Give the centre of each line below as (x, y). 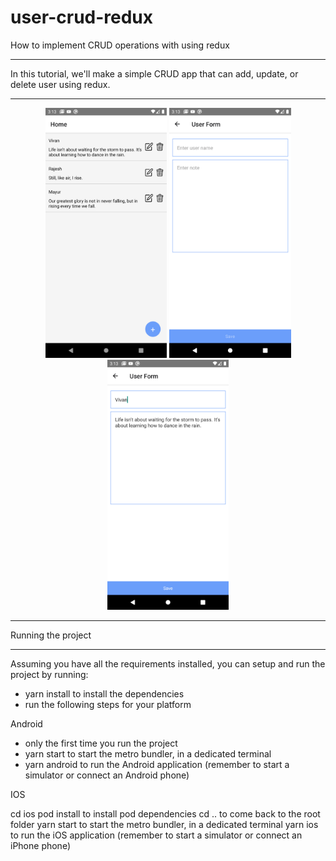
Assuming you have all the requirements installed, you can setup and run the (168, 663)
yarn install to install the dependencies (104, 693)
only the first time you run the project (101, 743)
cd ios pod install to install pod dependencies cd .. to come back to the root (165, 813)
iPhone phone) (41, 845)
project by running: (49, 674)
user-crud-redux (82, 17)
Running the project (51, 635)
